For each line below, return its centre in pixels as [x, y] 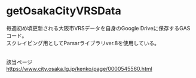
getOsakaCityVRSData [64, 11]
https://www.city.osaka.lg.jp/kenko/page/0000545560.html [79, 68]
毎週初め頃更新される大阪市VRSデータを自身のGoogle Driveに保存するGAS [98, 28]
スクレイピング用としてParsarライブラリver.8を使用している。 [83, 43]
